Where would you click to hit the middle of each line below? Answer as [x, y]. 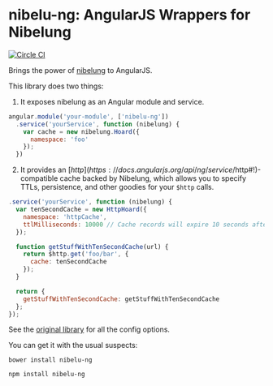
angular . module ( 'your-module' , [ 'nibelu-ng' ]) [89, 116]
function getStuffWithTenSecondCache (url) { [92, 247]
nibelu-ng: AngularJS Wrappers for [130, 15]
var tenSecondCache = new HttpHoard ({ [82, 210]
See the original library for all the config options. [89, 329]
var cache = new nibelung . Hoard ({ [81, 131]
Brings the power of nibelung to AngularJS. [80, 70]
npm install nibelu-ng [47, 375]
